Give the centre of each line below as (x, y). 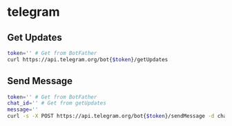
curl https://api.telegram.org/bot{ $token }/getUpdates (88, 59)
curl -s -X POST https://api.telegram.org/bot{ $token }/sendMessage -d (111, 116)
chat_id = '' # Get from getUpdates (57, 103)
